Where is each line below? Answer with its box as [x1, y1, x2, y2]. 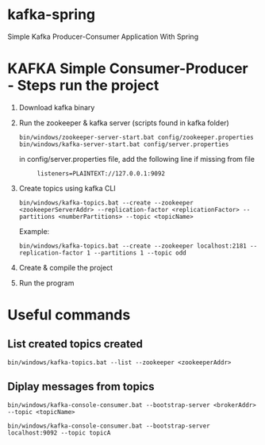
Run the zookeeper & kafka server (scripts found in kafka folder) [18, 117, 229, 128]
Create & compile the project [18, 263, 113, 272]
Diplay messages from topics [7, 380, 155, 393]
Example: [18, 226, 50, 236]
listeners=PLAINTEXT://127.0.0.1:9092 [36, 169, 166, 178]
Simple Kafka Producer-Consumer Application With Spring [7, 32, 199, 41]
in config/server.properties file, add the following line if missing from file [18, 154, 255, 163]
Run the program [18, 278, 75, 287]
